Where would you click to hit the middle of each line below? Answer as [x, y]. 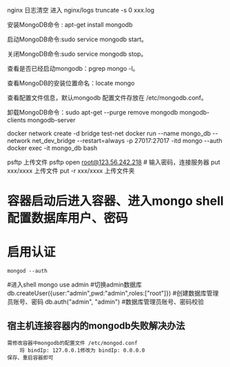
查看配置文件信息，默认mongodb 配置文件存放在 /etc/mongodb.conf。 [107, 98]
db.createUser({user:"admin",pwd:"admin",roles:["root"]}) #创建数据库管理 [113, 293]
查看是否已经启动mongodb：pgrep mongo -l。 [73, 68]
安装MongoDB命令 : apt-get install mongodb [70, 25]
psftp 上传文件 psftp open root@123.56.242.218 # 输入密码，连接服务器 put [114, 162]
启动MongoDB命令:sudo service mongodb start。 [77, 39]
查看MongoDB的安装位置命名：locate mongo [71, 83]
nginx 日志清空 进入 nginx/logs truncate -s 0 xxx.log [81, 10]
